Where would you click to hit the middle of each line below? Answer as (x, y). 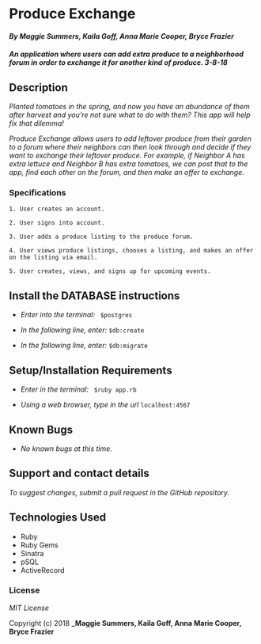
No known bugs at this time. (66, 449)
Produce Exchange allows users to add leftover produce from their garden (130, 138)
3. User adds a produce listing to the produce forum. (101, 237)
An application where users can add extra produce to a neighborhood (127, 54)
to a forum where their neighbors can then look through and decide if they (130, 147)
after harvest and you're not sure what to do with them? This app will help (130, 115)
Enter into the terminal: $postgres (76, 315)
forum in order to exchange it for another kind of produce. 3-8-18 (118, 63)
